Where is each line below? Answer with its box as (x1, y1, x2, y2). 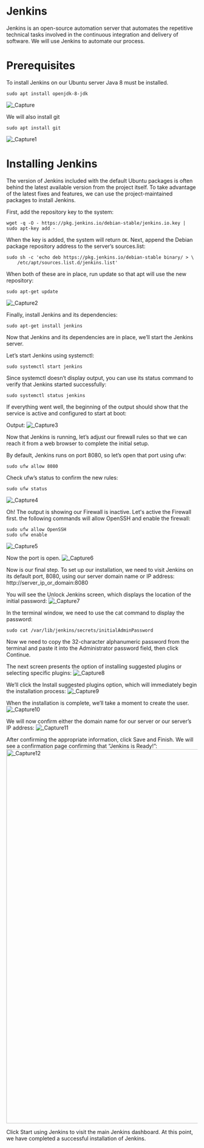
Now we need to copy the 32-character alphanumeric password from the (6, 638, 189, 645)
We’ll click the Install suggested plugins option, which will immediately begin (6, 681, 197, 688)
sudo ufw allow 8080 (6, 463, 59, 470)
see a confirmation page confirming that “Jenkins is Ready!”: (6, 742, 158, 750)
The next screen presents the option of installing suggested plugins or (6, 663, 182, 670)
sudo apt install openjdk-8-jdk (6, 90, 88, 97)
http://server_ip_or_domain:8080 (6, 579, 89, 586)
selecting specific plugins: (6, 669, 72, 677)
